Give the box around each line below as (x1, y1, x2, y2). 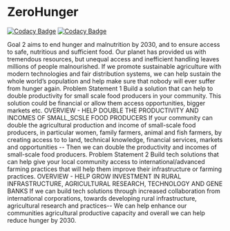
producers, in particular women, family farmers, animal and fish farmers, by (7, 128, 222, 137)
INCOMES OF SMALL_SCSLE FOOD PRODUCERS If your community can (7, 113, 213, 121)
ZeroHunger (7, 4, 79, 20)
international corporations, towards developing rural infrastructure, (7, 194, 197, 202)
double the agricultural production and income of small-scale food (7, 121, 196, 129)
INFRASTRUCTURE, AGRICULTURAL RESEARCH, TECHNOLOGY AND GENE (7, 179, 223, 188)
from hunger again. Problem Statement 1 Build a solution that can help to (7, 84, 213, 92)
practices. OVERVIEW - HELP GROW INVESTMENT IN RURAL (7, 172, 182, 180)
